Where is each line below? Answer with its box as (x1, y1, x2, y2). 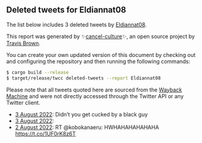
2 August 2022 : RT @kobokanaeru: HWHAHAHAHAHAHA (15, 124, 159, 131)
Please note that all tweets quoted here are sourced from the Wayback (6, 86, 183, 93)
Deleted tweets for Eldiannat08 (6, 5, 126, 15)
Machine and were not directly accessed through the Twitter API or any (6, 92, 184, 99)
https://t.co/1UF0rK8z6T (15, 130, 76, 137)
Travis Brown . (6, 39, 41, 47)
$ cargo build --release (6, 69, 69, 75)
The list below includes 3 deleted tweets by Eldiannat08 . (6, 21, 147, 28)
